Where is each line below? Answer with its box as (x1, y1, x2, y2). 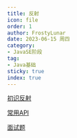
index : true (7, 74, 41, 81)
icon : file (7, 17, 38, 23)
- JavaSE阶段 (7, 49, 43, 56)
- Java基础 (7, 61, 36, 68)
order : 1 (7, 23, 32, 30)
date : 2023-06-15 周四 (7, 36, 70, 43)
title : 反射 (7, 10, 39, 17)
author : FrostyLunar (7, 29, 67, 37)
